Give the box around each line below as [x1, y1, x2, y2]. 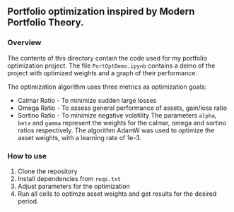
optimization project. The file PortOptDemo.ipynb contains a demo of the [7, 61, 216, 70]
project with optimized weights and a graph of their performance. [7, 68, 198, 77]
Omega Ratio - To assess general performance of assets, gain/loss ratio [17, 104, 228, 112]
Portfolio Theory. [7, 17, 84, 29]
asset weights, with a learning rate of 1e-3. [17, 133, 142, 142]
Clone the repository [17, 167, 78, 175]
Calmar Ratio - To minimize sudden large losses [17, 96, 157, 104]
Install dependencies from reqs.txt [17, 174, 122, 182]
